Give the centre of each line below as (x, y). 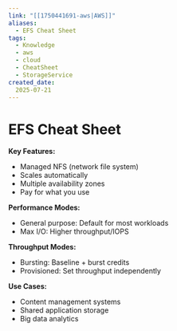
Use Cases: (28, 286)
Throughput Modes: (42, 247)
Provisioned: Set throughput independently (90, 271)
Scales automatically (54, 175)
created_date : (32, 82)
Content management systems (70, 302)
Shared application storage (64, 310)
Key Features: (32, 152)
